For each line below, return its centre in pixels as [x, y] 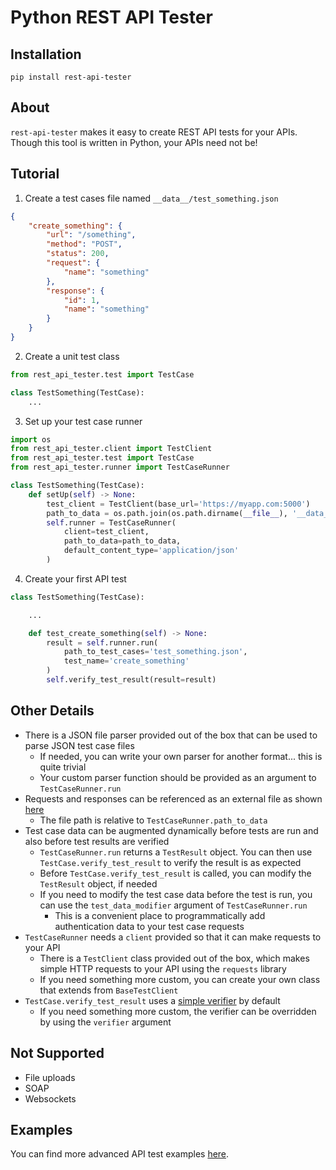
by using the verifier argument [105, 1022]
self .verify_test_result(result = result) [131, 680]
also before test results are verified [97, 841]
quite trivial [63, 767]
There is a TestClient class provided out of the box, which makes [174, 958]
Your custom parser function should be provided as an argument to [178, 777]
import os [31, 439]
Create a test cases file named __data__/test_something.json [151, 198]
